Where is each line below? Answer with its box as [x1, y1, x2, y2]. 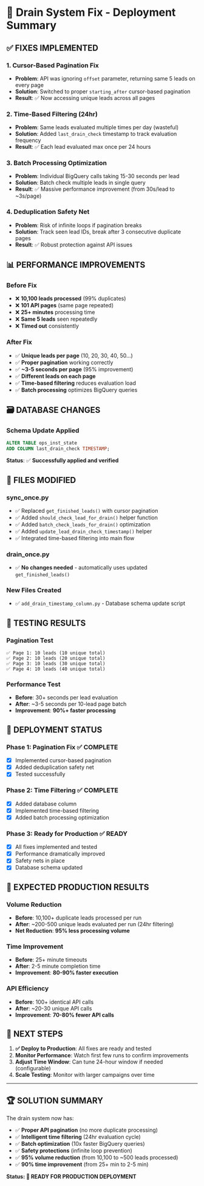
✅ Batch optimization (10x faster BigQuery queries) [15, 1140, 145, 1148]
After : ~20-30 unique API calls [15, 1004, 92, 1012]
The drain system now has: [6, 1115, 74, 1122]
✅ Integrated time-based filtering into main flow [15, 534, 135, 541]
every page [15, 81, 44, 88]
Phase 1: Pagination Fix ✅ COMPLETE [6, 743, 118, 751]
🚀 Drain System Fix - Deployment [6, 5, 176, 20]
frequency [15, 137, 41, 144]
